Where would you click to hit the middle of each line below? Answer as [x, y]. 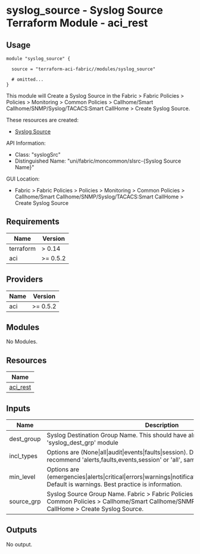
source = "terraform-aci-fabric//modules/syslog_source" [84, 69]
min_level [22, 477]
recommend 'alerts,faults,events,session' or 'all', [115, 460]
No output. [19, 544]
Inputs [18, 408]
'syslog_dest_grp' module [83, 443]
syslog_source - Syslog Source [85, 10]
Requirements [33, 222]
